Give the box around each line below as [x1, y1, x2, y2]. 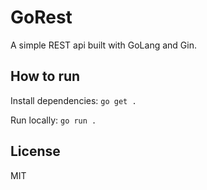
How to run [10, 68, 81, 85]
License [10, 143, 61, 160]
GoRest [10, 6, 73, 29]
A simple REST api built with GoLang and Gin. [10, 39, 197, 51]
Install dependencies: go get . [10, 94, 137, 106]
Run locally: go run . [10, 114, 97, 126]
